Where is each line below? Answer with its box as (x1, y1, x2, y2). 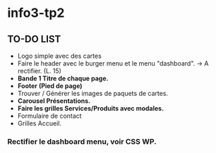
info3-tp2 (7, 5, 65, 21)
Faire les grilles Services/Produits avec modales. (17, 104, 164, 112)
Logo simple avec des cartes (17, 51, 102, 60)
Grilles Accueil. (17, 119, 62, 128)
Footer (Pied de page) (17, 82, 83, 90)
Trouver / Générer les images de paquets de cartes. (17, 90, 168, 97)
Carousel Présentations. (17, 97, 90, 105)
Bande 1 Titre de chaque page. (17, 74, 109, 82)
